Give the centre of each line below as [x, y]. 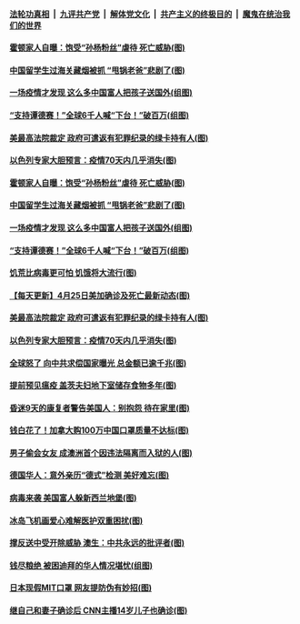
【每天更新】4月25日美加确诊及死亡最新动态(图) [100, 295]
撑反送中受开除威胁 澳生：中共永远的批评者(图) [97, 543]
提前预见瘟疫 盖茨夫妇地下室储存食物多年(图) [93, 386]
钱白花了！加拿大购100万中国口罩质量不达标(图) [99, 430]
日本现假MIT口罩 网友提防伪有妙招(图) [81, 588]
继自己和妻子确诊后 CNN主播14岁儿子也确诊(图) [99, 610]
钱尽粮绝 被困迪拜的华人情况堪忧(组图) [81, 565]
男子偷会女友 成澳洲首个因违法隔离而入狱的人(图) [101, 453]
